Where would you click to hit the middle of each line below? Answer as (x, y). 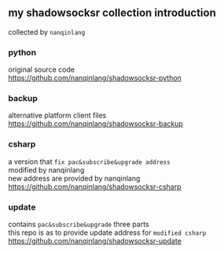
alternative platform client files (57, 115)
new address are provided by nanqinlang (74, 178)
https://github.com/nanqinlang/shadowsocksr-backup (95, 124)
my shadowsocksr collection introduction (112, 13)
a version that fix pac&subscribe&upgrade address (89, 162)
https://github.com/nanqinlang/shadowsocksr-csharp (95, 186)
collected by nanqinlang (47, 32)
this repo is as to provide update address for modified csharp (107, 233)
